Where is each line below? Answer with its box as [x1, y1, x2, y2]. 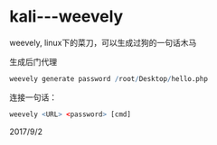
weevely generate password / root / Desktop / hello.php [9, 74, 208, 83]
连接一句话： [9, 92, 57, 103]
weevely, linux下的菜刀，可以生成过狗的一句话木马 [9, 37, 197, 48]
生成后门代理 [9, 56, 57, 67]
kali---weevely [9, 6, 124, 27]
